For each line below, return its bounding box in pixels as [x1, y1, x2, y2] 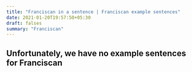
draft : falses [6, 20, 43, 26]
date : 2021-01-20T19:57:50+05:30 [6, 15, 91, 21]
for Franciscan [6, 57, 63, 68]
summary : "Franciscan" [6, 25, 64, 32]
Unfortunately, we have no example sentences [6, 48, 187, 58]
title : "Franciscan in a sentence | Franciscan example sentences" [6, 8, 181, 15]
